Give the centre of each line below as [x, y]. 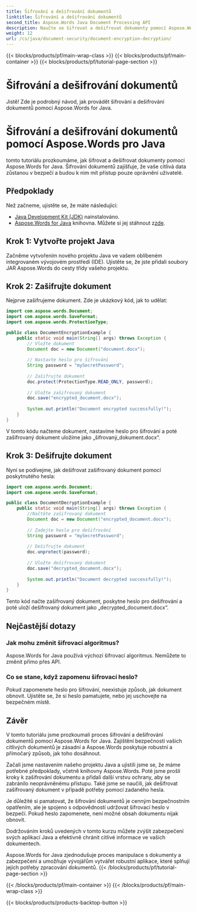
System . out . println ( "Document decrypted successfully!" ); [99, 579]
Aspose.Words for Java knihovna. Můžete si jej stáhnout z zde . [90, 223]
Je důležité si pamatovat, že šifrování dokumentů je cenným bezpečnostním [98, 801]
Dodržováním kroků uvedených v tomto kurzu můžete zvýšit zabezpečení [95, 831]
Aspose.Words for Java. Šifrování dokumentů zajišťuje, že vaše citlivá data [96, 166]
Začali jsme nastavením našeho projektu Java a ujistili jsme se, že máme [93, 765]
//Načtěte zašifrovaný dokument [67, 514]
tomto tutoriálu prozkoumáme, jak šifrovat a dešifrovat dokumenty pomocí [96, 160]
